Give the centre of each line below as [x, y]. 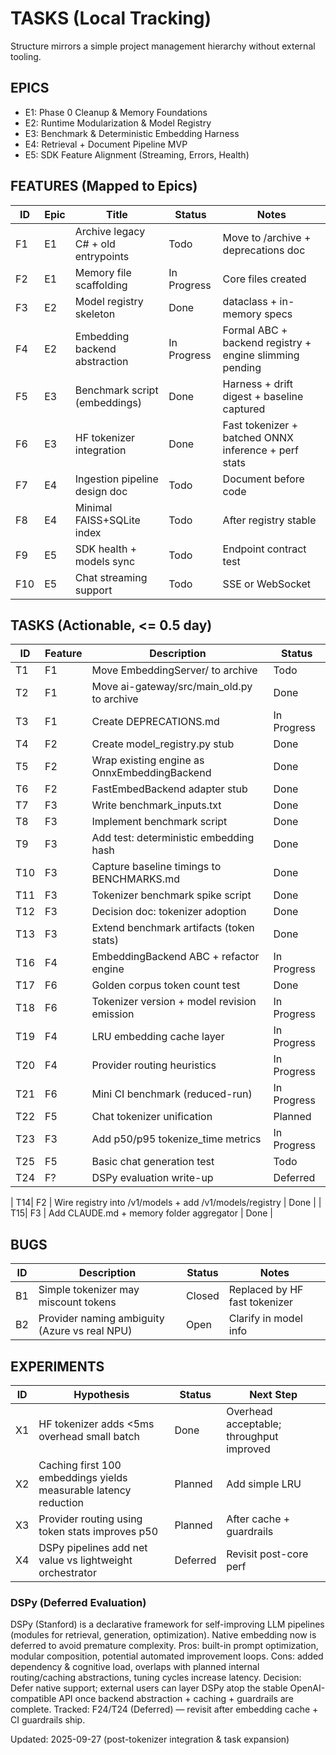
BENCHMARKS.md [135, 879]
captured [244, 409]
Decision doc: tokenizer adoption [169, 912]
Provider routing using [90, 1519]
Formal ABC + [255, 330]
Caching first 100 [80, 1465]
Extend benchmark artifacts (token [173, 928]
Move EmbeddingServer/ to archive [174, 670]
